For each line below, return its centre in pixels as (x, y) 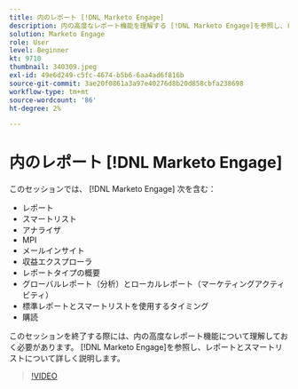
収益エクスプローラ (57, 262)
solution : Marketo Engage (57, 34)
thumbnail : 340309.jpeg (53, 67)
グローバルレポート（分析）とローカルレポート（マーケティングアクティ (153, 284)
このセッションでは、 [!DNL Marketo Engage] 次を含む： (113, 189)
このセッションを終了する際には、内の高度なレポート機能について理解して (145, 336)
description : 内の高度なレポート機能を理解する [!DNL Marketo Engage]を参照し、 (148, 26)
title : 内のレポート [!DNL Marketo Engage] (86, 17)
